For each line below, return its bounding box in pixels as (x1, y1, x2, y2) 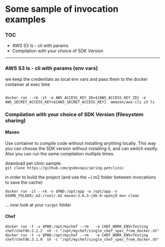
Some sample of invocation (5, 3, 119, 15)
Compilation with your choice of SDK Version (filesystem (5, 111, 144, 118)
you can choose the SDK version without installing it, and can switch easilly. (5, 145, 159, 151)
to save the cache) (5, 179, 43, 185)
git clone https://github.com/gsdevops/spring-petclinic (5, 165, 124, 171)
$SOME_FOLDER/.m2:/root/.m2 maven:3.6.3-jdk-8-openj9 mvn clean (5, 193, 139, 198)
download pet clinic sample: (5, 160, 62, 166)
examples (5, 14, 46, 25)
